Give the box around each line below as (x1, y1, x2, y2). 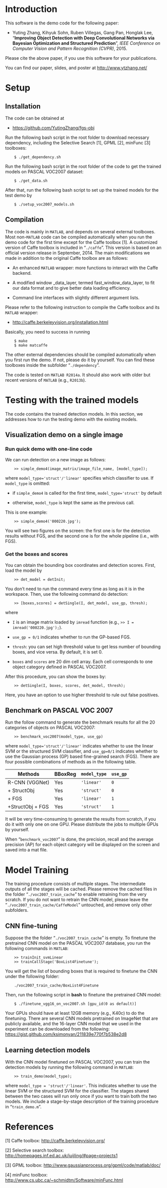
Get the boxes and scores (5, 551, 68, 558)
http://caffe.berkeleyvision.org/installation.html (12, 319, 108, 325)
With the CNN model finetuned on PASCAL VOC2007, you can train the (5, 1059, 150, 1065)
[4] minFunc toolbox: (5, 1172, 48, 1178)
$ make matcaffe (14, 342, 48, 348)
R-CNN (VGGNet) (7, 779, 50, 786)
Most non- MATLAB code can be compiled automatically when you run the (5, 234, 153, 240)
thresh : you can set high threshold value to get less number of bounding (12, 644, 161, 649)
